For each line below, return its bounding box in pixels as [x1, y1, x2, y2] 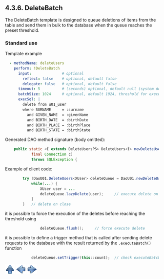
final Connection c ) [31, 152, 73, 157]
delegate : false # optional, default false [22, 81, 117, 86]
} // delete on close [22, 202, 71, 207]
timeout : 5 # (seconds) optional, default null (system [18, 87, 154, 92]
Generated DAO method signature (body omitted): [5, 137, 105, 142]
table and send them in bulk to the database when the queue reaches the [5, 22, 152, 28]
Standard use [5, 39, 38, 46]
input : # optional [18, 71, 84, 76]
